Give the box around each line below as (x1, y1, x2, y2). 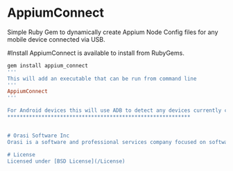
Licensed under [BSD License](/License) (7, 158, 126, 165)
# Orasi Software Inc (7, 132, 70, 139)
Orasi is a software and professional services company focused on (7, 138, 207, 145)
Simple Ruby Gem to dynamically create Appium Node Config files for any (7, 28, 218, 36)
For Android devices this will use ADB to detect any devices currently (7, 107, 222, 114)
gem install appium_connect (7, 62, 89, 69)
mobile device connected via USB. (7, 35, 105, 43)
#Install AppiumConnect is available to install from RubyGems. (7, 49, 185, 57)
